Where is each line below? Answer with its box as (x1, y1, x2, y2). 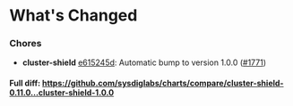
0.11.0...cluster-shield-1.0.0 (9, 87, 115, 98)
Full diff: (9, 77, 41, 89)
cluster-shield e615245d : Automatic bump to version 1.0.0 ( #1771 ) (22, 57, 267, 68)
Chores (9, 37, 42, 50)
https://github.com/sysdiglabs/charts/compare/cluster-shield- (41, 77, 284, 89)
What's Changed (9, 5, 138, 26)
